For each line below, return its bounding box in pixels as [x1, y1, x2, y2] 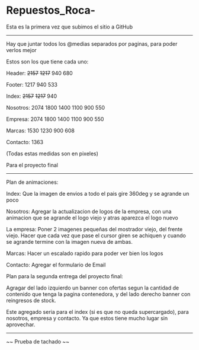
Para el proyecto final [6, 161, 58, 168]
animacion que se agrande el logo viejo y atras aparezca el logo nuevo [6, 214, 179, 221]
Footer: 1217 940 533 [6, 81, 58, 88]
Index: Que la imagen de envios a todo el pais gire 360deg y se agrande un [6, 190, 190, 197]
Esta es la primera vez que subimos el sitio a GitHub [6, 23, 133, 30]
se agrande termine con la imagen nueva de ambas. [6, 238, 133, 245]
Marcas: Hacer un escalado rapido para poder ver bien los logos [6, 250, 163, 257]
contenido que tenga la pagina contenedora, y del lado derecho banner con [6, 290, 191, 297]
